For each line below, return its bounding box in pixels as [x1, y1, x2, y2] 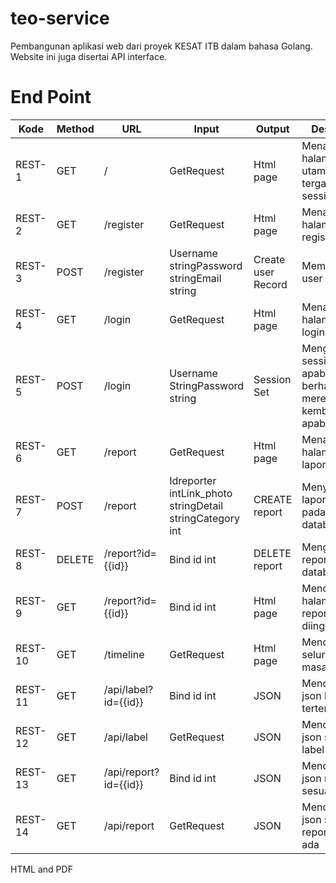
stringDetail [169, 498, 224, 512]
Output [255, 122, 290, 136]
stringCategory [169, 511, 240, 525]
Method [56, 122, 95, 136]
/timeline [103, 647, 145, 661]
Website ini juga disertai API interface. [10, 50, 168, 62]
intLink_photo [169, 486, 233, 500]
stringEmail [169, 271, 222, 285]
